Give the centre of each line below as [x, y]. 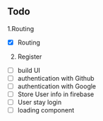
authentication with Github [56, 78]
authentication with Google [57, 86]
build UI [29, 70]
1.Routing [21, 28]
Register [30, 57]
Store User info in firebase [56, 94]
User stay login [40, 103]
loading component [46, 110]
